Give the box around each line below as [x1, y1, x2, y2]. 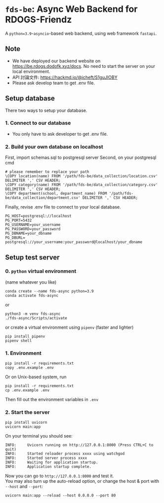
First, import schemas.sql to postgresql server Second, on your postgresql [5, 154, 157, 160]
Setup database [5, 94, 55, 102]
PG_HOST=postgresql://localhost [5, 214, 72, 219]
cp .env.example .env [5, 388, 50, 393]
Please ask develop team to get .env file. [12, 80, 95, 86]
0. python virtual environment [5, 268, 77, 275]
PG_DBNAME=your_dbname [5, 231, 52, 236]
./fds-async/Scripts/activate [5, 315, 68, 320]
